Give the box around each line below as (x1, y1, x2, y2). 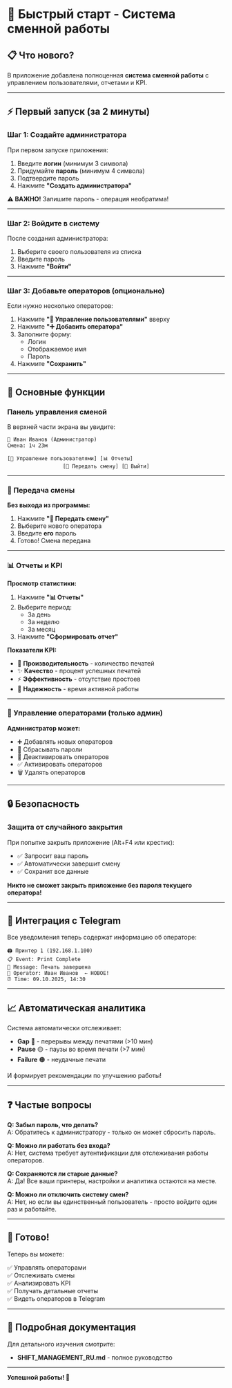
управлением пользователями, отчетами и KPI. (7, 79, 147, 86)
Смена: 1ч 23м (7, 442, 48, 449)
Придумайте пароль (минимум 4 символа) (17, 166, 145, 175)
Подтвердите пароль (17, 174, 79, 182)
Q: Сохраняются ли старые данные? (7, 1169, 118, 1178)
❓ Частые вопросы (7, 1099, 92, 1111)
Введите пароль (17, 255, 66, 263)
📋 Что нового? (7, 49, 75, 61)
